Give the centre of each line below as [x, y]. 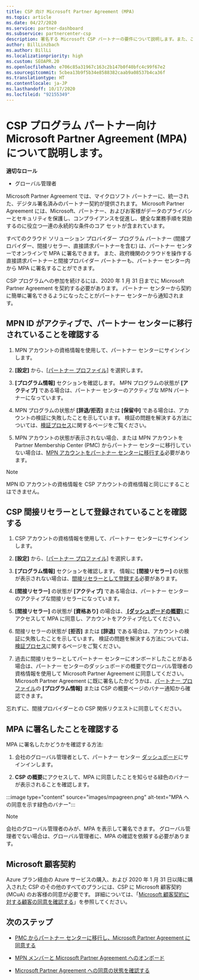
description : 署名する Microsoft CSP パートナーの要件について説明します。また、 [98, 39]
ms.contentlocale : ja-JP [37, 84]
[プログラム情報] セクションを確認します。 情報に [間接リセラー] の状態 [102, 571]
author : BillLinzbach [33, 45]
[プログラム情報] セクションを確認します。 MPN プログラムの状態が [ [99, 382]
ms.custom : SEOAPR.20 [33, 61]
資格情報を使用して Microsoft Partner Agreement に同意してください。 [101, 674]
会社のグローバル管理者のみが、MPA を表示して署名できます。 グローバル [96, 829]
